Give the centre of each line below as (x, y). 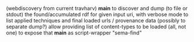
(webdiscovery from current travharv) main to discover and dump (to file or (97, 8)
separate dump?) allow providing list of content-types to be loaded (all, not (96, 26)
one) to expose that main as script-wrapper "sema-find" (74, 33)
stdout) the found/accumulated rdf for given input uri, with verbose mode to (97, 14)
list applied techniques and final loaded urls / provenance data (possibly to (96, 20)
